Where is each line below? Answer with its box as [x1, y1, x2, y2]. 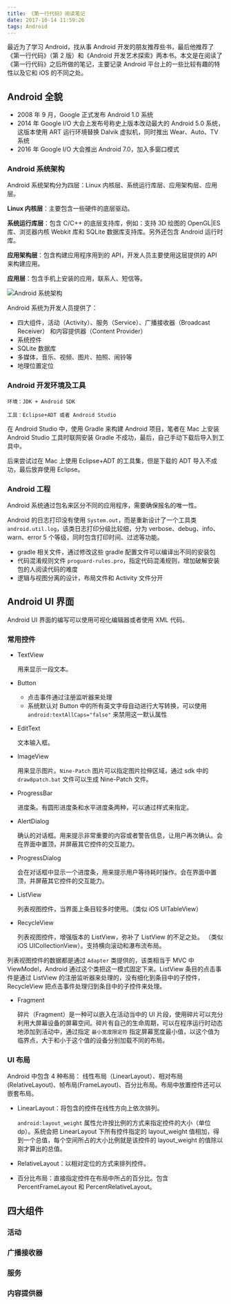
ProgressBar [17, 789, 53, 797]
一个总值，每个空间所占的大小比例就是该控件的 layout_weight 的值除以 [23, 1136, 223, 1144]
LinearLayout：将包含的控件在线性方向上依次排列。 [17, 1104, 163, 1112]
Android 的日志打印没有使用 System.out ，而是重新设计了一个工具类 [7, 516, 197, 524]
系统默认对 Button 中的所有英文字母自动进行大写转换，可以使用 [27, 702, 207, 710]
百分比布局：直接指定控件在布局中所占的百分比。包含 [17, 1174, 169, 1182]
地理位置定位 [17, 362, 54, 370]
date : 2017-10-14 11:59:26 [7, 17, 85, 24]
